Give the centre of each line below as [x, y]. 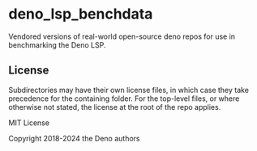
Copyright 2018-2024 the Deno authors [74, 138]
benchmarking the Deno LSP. [57, 44]
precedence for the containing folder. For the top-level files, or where [124, 99]
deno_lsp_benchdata [81, 14]
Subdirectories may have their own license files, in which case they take [129, 90]
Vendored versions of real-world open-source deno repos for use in [122, 36]
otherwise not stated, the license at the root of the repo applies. [115, 107]
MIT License [29, 123]
